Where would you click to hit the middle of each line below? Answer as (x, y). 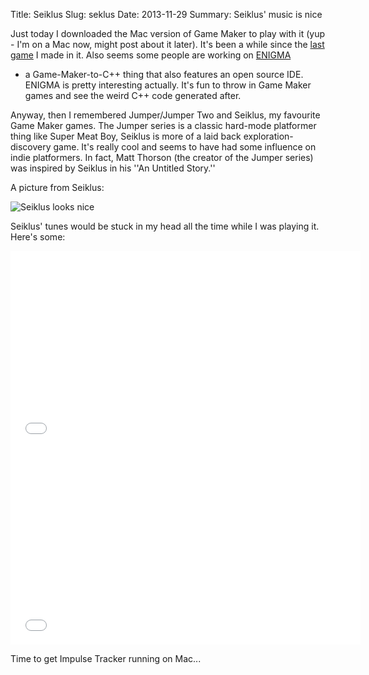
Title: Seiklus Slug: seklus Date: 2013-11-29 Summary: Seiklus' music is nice (166, 14)
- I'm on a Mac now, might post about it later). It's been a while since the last (167, 44)
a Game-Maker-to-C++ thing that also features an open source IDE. (164, 74)
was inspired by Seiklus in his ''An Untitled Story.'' (113, 168)
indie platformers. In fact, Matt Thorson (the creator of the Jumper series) (162, 157)
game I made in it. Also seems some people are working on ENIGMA (151, 55)
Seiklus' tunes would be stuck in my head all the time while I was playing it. (165, 226)
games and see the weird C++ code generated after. (133, 95)
